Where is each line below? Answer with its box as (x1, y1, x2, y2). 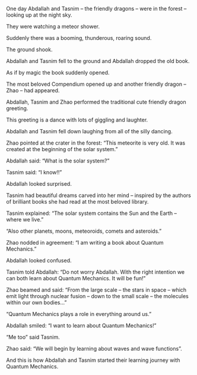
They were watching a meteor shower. (6, 23, 100, 30)
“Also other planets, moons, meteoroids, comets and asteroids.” (6, 227, 162, 235)
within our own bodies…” (6, 299, 67, 306)
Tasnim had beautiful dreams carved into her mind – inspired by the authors (6, 192, 191, 199)
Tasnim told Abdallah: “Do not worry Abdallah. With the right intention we (6, 268, 185, 276)
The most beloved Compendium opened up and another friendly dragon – (6, 80, 187, 87)
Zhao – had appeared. (6, 87, 60, 94)
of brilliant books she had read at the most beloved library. (6, 198, 149, 205)
